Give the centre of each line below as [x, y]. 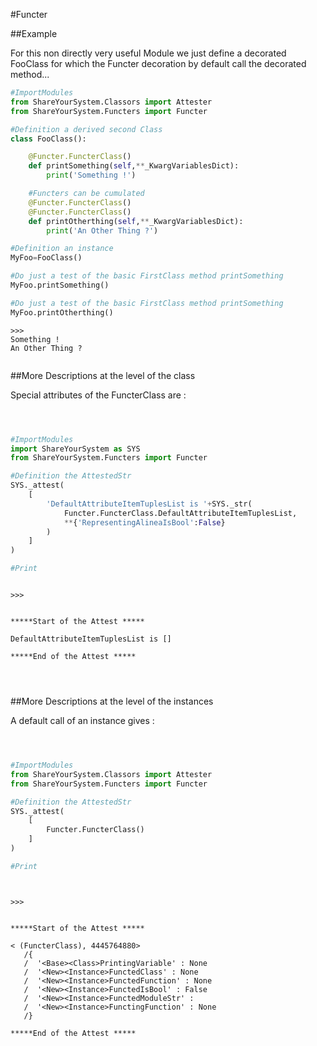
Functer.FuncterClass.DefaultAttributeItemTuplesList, [180, 513]
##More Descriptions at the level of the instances [112, 701]
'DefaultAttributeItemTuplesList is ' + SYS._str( [149, 504]
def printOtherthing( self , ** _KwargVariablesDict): [136, 221]
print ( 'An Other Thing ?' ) [102, 230]
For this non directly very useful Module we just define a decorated [148, 53]
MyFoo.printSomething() [60, 285]
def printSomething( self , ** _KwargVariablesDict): [134, 166]
